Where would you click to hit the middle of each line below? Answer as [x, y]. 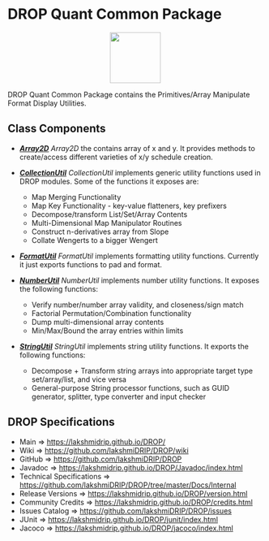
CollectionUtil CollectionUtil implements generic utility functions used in [140, 172]
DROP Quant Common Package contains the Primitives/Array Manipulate [129, 94]
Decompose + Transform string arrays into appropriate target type [142, 370]
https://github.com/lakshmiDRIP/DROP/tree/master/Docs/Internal [128, 485]
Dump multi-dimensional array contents [98, 322]
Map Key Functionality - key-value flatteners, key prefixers [129, 206]
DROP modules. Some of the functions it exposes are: [109, 181]
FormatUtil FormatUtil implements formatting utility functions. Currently [139, 256]
